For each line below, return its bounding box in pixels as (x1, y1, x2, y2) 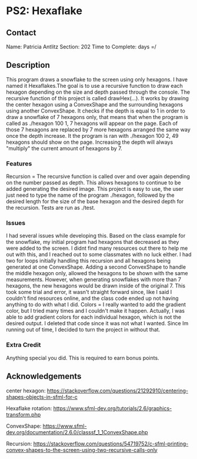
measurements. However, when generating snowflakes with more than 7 (6, 276, 181, 283)
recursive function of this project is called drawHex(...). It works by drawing (6, 94, 189, 101)
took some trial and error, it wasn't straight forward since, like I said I (6, 289, 172, 296)
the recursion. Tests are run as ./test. (6, 204, 96, 212)
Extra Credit (6, 341, 41, 349)
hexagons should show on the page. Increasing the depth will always (6, 138, 173, 146)
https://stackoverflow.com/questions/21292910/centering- (46, 387, 188, 394)
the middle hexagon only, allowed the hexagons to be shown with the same (6, 270, 188, 277)
